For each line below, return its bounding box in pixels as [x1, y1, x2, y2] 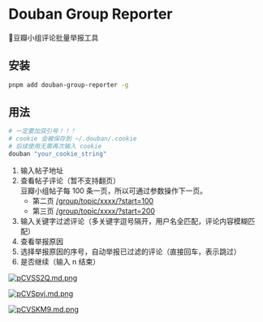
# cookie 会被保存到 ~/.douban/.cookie [8, 135, 137, 143]
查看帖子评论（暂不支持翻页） [19, 175, 120, 185]
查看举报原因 [19, 236, 63, 246]
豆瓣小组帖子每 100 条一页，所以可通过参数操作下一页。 [19, 186, 208, 195]
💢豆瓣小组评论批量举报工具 [8, 32, 99, 42]
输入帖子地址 [19, 165, 63, 175]
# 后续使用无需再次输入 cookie [8, 143, 102, 151]
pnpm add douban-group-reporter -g [8, 80, 129, 89]
